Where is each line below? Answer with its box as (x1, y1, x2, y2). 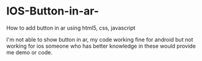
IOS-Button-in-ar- (6, 4, 99, 18)
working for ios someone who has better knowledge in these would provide (6, 42, 197, 50)
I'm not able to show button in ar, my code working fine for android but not (6, 36, 193, 43)
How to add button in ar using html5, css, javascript (6, 24, 135, 31)
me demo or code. (6, 48, 53, 56)
